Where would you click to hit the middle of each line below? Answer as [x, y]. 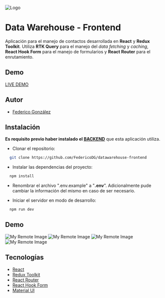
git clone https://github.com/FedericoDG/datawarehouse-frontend [78, 158]
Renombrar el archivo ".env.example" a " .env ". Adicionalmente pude [82, 186]
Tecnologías [24, 257]
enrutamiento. [19, 57]
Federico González [31, 112]
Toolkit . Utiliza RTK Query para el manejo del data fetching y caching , [77, 46]
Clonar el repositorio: [34, 149]
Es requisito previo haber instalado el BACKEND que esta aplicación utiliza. [83, 139]
